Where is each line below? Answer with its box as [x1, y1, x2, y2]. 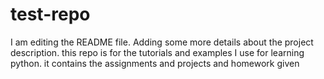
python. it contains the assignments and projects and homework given [10, 57, 300, 69]
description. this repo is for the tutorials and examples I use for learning [10, 46, 305, 58]
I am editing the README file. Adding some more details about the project [10, 36, 314, 48]
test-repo [10, 3, 91, 26]
